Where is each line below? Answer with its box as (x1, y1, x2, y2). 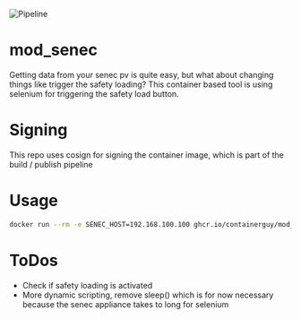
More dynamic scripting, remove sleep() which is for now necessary (21, 289, 274, 300)
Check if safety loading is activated (21, 280, 153, 290)
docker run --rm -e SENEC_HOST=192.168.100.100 (9, 220, 191, 228)
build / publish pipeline (9, 159, 93, 169)
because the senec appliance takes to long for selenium (21, 298, 229, 309)
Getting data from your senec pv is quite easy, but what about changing (9, 69, 274, 80)
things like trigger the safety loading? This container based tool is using (9, 79, 273, 90)
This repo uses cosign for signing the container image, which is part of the (9, 149, 285, 160)
